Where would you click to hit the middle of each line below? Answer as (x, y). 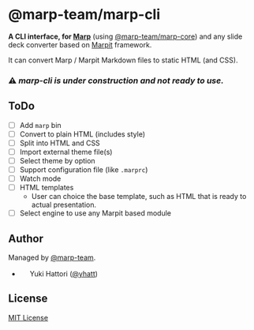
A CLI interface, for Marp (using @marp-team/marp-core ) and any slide (125, 36)
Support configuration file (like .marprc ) (84, 169)
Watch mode (40, 178)
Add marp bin (40, 125)
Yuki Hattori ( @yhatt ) (64, 274)
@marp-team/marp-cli (84, 15)
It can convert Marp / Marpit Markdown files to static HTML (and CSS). (123, 60)
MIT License (28, 317)
